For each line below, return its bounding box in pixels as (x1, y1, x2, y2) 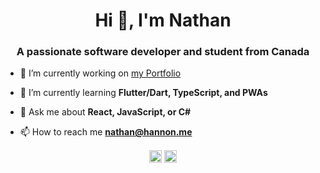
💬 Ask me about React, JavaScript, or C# (19, 106, 192, 118)
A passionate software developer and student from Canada (16, 45, 310, 59)
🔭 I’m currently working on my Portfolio (19, 67, 182, 79)
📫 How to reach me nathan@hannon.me (19, 126, 193, 138)
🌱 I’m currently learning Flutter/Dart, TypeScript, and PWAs (19, 87, 268, 99)
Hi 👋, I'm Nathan (94, 9, 232, 32)
